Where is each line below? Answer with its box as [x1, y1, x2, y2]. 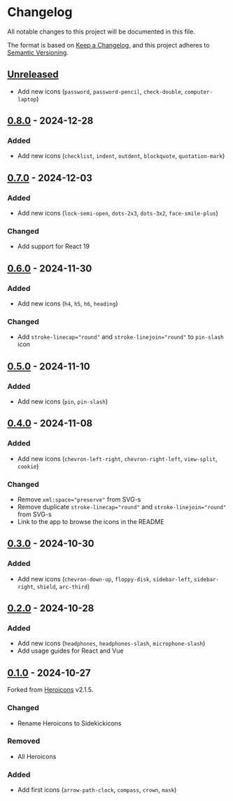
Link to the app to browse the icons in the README [17, 518, 164, 526]
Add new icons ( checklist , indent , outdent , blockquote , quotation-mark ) [17, 152, 225, 160]
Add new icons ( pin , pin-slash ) [17, 397, 108, 406]
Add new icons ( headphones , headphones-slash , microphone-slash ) [17, 639, 206, 648]
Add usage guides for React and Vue [17, 646, 124, 655]
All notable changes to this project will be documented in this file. [7, 27, 196, 36]
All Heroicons [17, 752, 57, 760]
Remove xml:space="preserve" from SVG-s [17, 495, 141, 504]
